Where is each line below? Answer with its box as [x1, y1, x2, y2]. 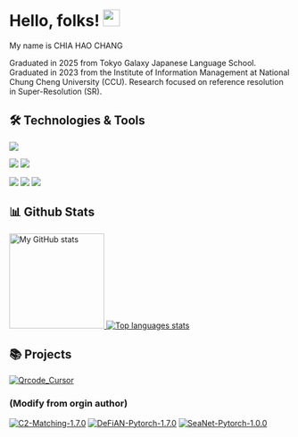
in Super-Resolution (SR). [9, 86, 103, 97]
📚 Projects [9, 347, 72, 362]
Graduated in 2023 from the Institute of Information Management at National [9, 67, 290, 78]
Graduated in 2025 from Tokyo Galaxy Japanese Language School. [9, 57, 257, 68]
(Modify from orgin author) [9, 398, 128, 410]
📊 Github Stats [9, 205, 95, 220]
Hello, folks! [9, 11, 100, 31]
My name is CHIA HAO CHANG [9, 40, 123, 51]
